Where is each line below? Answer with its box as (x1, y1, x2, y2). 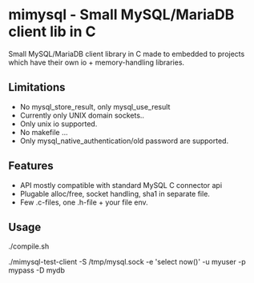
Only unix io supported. (19, 118, 98, 129)
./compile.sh (8, 241, 50, 251)
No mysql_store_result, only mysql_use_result (19, 102, 171, 111)
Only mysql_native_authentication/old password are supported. (19, 136, 229, 145)
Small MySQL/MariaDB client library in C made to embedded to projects (8, 49, 245, 58)
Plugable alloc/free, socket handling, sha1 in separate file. (19, 189, 211, 198)
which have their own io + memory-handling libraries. (8, 58, 185, 67)
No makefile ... (19, 127, 68, 137)
